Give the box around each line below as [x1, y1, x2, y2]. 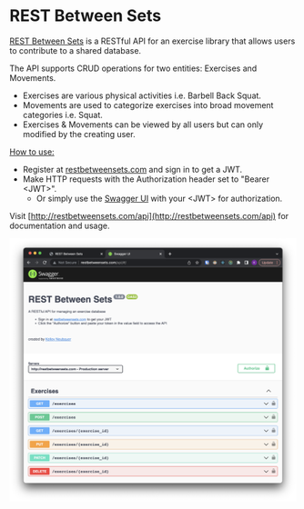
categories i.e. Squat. [22, 109, 103, 120]
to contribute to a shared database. [9, 45, 142, 55]
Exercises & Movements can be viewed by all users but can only [22, 119, 264, 130]
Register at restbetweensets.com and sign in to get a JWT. [22, 164, 243, 175]
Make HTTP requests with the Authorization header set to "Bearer [22, 174, 270, 185]
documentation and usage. [9, 220, 110, 231]
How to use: [9, 146, 55, 157]
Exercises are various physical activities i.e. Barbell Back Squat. [22, 90, 262, 101]
